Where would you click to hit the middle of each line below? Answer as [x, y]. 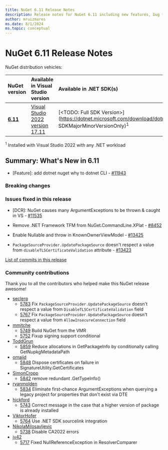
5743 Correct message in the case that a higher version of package [89, 405]
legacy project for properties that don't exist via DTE [74, 394]
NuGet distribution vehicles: [34, 67]
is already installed [39, 410]
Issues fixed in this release [38, 199]
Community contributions [37, 273]
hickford [21, 400]
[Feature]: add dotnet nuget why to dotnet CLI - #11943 [69, 173]
